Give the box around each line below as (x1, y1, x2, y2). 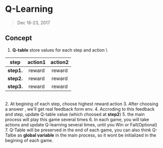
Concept (5, 34, 32, 42)
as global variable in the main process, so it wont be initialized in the (17, 132, 156, 138)
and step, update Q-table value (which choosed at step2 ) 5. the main (5, 111, 145, 117)
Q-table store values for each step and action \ (12, 47, 108, 53)
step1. (7, 67, 23, 74)
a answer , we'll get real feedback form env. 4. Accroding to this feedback (5, 106, 155, 112)
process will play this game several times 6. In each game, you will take (5, 117, 149, 122)
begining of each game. (5, 137, 53, 143)
